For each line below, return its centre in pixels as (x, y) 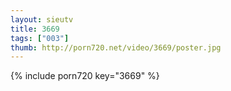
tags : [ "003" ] (40, 38)
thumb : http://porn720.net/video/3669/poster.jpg (116, 47)
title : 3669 (35, 29)
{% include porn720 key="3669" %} (85, 76)
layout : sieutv (42, 19)
